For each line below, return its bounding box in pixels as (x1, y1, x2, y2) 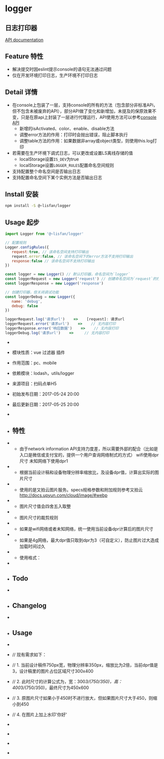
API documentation (5, 37, 44, 43)
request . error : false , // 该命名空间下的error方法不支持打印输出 (11, 254, 133, 259)
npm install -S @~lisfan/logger (5, 204, 71, 208)
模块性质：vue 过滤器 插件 (12, 349, 65, 355)
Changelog (12, 601, 47, 610)
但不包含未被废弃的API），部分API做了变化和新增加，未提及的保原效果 (12, 108, 152, 114)
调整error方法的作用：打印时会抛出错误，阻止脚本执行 (19, 132, 128, 138)
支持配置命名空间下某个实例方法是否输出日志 (12, 174, 102, 180)
